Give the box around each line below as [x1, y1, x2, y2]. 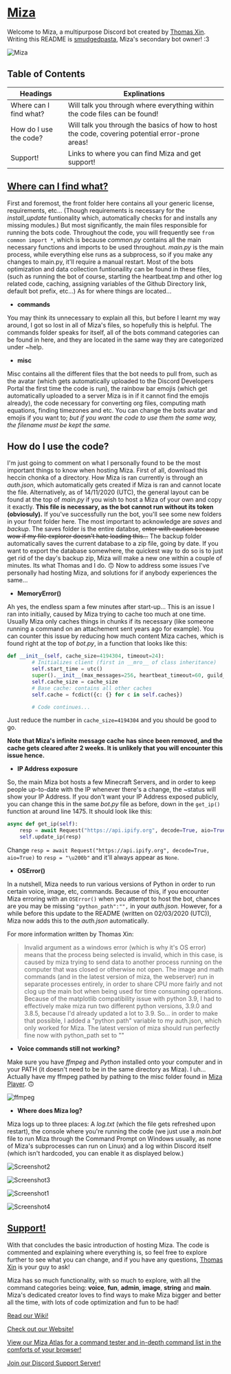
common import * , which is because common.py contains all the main [7, 236, 201, 244]
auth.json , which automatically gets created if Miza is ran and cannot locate [7, 481, 221, 489]
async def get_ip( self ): [7, 821, 78, 828]
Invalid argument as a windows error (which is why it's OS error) [23, 943, 206, 952]
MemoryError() [16, 589, 62, 597]
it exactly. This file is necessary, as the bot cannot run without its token [7, 503, 214, 511]
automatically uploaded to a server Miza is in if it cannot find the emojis [7, 391, 210, 400]
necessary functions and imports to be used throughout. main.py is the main [7, 243, 224, 251]
